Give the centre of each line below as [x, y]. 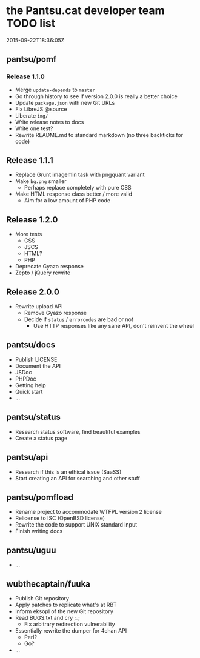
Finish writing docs [39, 531]
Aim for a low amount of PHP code [67, 201]
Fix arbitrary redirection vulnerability [69, 624]
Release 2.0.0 [33, 292]
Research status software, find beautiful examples [78, 431]
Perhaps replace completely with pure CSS [78, 188]
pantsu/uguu [31, 550]
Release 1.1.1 [30, 160]
